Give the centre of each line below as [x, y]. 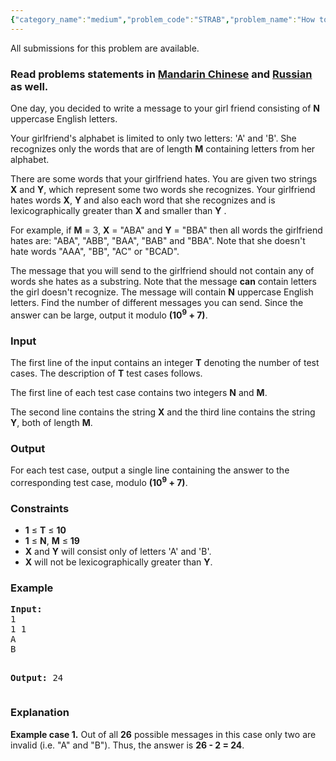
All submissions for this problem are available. [105, 48]
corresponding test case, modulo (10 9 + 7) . [99, 481]
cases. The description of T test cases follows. [106, 373]
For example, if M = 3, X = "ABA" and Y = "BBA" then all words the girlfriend [166, 230]
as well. [29, 86]
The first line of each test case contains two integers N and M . [139, 392]
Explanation [40, 713]
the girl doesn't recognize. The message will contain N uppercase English [162, 292]
